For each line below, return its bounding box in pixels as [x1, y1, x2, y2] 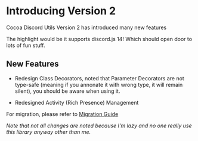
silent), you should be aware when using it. [14, 87, 120, 95]
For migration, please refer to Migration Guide [6, 110, 119, 117]
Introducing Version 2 [6, 4, 116, 18]
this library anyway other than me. [6, 128, 91, 135]
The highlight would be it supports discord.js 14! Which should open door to [6, 35, 193, 42]
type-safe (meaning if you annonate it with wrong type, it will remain [14, 81, 183, 88]
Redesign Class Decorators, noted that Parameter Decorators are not [14, 74, 185, 82]
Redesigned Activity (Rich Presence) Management [14, 99, 139, 106]
